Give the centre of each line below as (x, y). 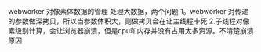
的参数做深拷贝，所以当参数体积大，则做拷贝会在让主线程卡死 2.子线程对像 (129, 21)
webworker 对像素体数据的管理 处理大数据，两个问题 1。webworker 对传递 (129, 11)
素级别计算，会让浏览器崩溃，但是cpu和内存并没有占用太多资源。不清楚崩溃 (131, 31)
